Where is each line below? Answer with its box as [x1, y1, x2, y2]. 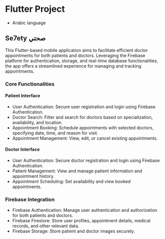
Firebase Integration [5, 196, 55, 203]
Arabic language [12, 20, 46, 26]
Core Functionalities [5, 80, 55, 87]
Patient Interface [5, 93, 41, 99]
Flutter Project [5, 3, 65, 15]
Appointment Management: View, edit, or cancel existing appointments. [12, 135, 158, 141]
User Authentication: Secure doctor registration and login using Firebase [12, 158, 160, 163]
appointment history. [12, 173, 55, 179]
